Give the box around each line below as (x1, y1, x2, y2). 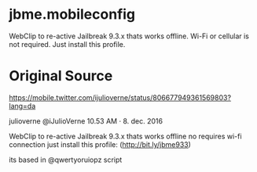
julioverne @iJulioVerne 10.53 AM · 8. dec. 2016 (9, 116, 163, 126)
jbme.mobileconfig (9, 5, 136, 23)
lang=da (9, 101, 36, 110)
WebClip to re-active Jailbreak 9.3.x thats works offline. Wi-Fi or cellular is (9, 31, 250, 41)
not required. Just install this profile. (9, 39, 126, 48)
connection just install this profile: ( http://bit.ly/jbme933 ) (9, 139, 192, 149)
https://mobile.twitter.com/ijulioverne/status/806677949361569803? (9, 92, 231, 102)
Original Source (9, 67, 113, 85)
